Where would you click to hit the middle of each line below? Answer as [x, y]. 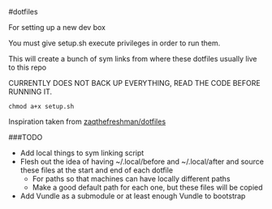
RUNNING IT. [30, 92]
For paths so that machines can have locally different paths [131, 179]
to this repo [28, 67]
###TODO [26, 137]
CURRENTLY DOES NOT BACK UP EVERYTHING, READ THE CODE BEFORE [135, 83]
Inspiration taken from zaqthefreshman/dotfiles [87, 122]
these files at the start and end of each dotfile [96, 170]
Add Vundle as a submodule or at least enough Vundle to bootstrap [133, 196]
